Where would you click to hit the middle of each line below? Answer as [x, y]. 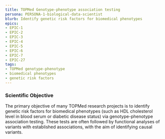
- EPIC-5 [14, 46]
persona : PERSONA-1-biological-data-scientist [54, 14]
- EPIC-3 [14, 37]
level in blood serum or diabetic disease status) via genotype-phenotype [79, 116]
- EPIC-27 [15, 60]
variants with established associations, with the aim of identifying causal [79, 127]
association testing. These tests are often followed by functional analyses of [82, 122]
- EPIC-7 [14, 55]
